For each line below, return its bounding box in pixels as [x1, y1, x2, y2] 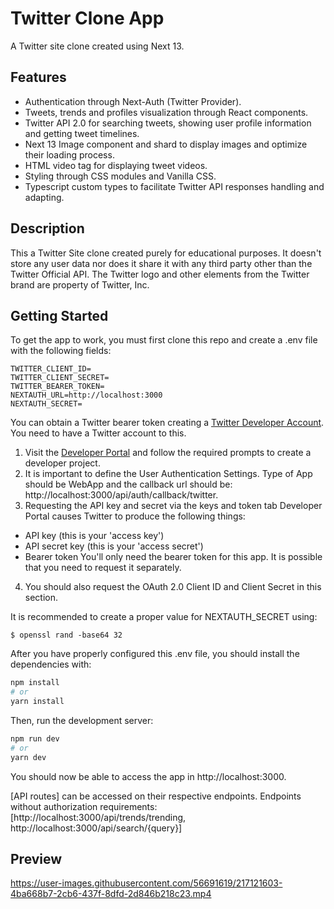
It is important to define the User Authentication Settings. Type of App [24, 468, 313, 480]
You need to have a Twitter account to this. [10, 427, 187, 439]
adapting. [24, 191, 65, 203]
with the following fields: [10, 345, 112, 357]
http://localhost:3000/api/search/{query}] [10, 822, 183, 834]
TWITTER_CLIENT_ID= [10, 364, 92, 374]
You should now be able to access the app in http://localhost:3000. [10, 770, 287, 782]
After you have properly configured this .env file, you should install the [10, 648, 300, 660]
